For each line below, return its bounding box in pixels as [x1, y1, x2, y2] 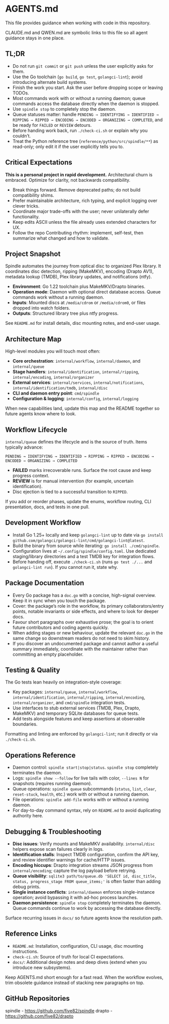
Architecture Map [5, 334, 62, 344]
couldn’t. [12, 132, 31, 139]
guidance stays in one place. [5, 35, 65, 41]
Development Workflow [5, 518, 81, 527]
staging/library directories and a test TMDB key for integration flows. [12, 553, 155, 559]
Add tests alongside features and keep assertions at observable [12, 716, 145, 722]
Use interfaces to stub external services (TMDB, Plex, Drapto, [12, 705, 140, 711]
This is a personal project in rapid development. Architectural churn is [5, 171, 152, 177]
